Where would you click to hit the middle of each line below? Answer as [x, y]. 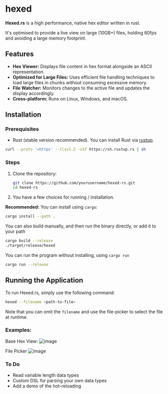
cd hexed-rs [25, 188]
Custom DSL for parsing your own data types [60, 381]
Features [19, 54]
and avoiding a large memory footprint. [46, 38]
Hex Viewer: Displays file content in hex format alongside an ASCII [82, 66]
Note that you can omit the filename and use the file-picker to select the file [84, 311]
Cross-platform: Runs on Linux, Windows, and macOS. [70, 98]
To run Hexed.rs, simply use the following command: [60, 292]
